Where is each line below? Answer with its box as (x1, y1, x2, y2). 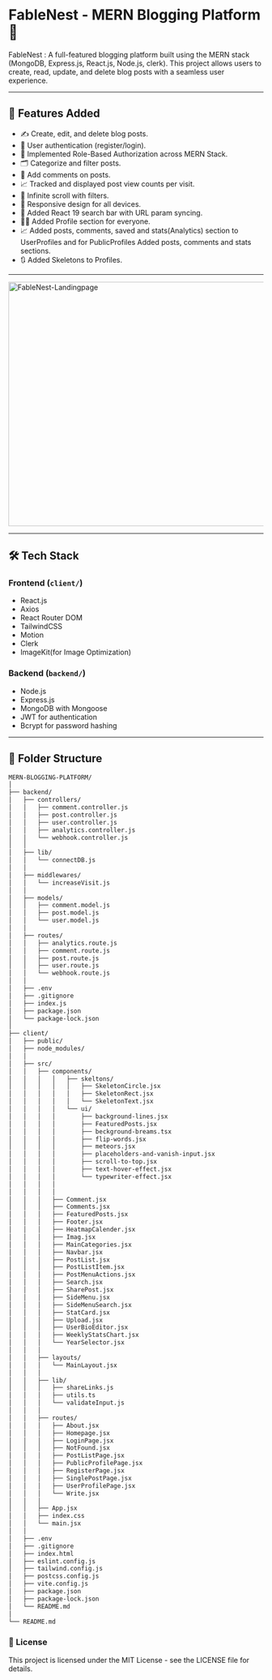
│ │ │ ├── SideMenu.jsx (8, 1293, 111, 1301)
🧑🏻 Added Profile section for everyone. (19, 216, 151, 226)
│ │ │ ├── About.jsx (8, 1421, 100, 1429)
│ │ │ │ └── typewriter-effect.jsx (8, 1172, 172, 1181)
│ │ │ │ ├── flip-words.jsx (8, 1135, 147, 1143)
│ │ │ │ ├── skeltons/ (8, 1074, 114, 1083)
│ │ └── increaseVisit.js (8, 878, 111, 887)
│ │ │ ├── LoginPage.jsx (8, 1437, 114, 1445)
